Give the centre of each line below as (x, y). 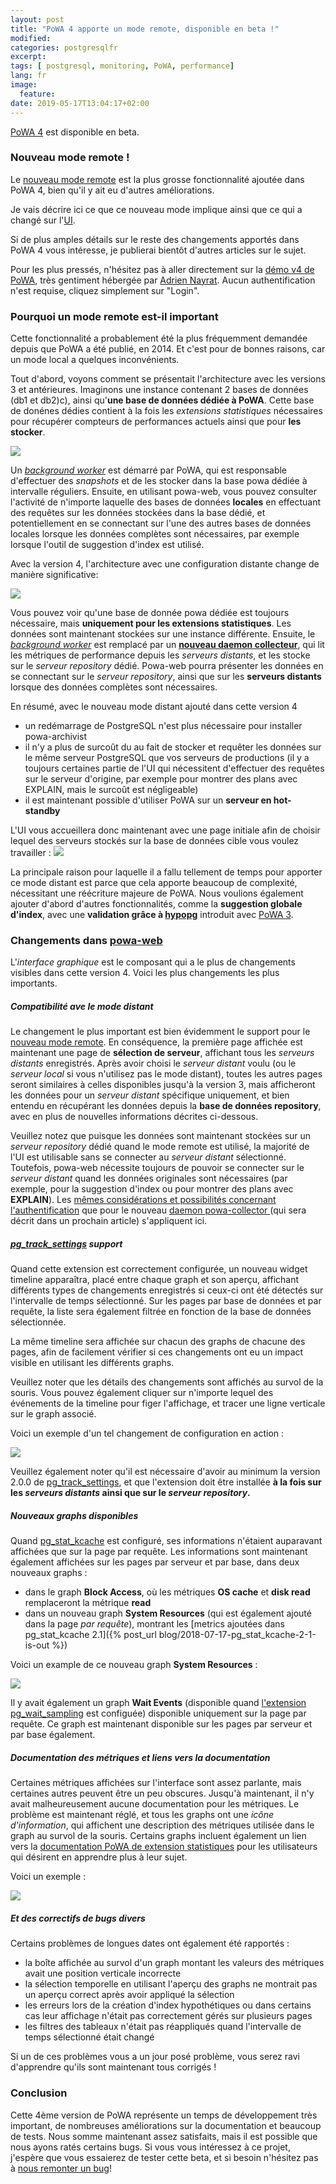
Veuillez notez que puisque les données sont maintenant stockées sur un (161, 1136)
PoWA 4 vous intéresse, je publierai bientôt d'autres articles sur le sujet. (158, 250)
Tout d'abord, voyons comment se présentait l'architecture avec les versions (168, 379)
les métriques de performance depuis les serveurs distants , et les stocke (160, 655)
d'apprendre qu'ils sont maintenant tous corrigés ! (113, 2067)
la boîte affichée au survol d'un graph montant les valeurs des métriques (174, 1963)
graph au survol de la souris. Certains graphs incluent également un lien (158, 1836)
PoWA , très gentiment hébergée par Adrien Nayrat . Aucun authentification (163, 280)
